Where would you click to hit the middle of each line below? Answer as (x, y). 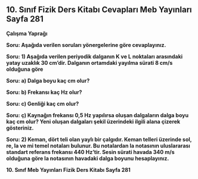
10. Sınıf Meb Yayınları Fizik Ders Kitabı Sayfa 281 (69, 169)
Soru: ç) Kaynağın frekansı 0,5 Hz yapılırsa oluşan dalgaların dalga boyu (98, 115)
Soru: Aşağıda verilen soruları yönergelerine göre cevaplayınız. (86, 45)
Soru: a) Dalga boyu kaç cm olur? (48, 80)
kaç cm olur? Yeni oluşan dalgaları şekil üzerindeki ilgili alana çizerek (93, 121)
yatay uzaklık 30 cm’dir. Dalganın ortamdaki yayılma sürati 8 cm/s (89, 62)
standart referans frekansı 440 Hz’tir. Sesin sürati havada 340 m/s (90, 152)
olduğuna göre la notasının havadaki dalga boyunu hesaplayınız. (88, 158)
